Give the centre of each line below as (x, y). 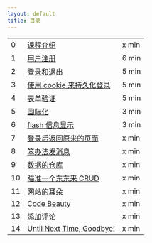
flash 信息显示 (51, 125)
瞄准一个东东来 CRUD (63, 178)
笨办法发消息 (49, 151)
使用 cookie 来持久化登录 (69, 85)
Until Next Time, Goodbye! (71, 228)
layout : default (31, 14)
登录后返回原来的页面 (63, 138)
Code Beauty (49, 203)
